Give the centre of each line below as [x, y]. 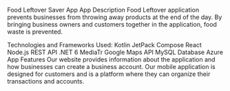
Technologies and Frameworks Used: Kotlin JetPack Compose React [104, 45]
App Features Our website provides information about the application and [111, 60]
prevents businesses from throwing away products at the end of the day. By [115, 17]
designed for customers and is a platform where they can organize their [109, 74]
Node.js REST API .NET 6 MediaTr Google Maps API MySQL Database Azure [115, 52]
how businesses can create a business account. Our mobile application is [111, 67]
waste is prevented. [35, 31]
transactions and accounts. [46, 81]
